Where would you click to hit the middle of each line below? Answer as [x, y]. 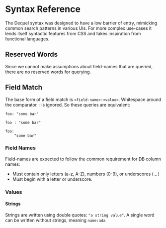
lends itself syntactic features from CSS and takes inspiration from [73, 33]
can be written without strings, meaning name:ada [55, 220]
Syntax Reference [43, 9]
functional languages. [27, 39]
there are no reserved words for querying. [48, 72]
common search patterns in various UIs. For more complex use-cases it [79, 28]
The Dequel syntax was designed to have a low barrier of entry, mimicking [81, 23]
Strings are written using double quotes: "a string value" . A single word [80, 215]
